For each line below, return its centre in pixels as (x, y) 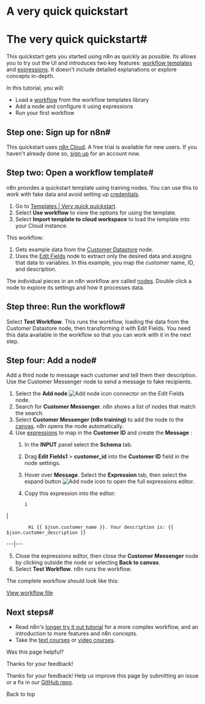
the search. (29, 413)
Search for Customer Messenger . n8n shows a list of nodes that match (105, 407)
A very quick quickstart (67, 11)
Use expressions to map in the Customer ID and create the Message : (104, 433)
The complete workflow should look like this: (63, 581)
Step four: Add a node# (51, 360)
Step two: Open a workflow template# (80, 173)
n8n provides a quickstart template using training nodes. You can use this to (102, 187)
